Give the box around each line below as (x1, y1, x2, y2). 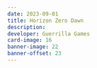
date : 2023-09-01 (7, 10, 59, 18)
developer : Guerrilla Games (7, 30, 91, 38)
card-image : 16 (7, 37, 52, 44)
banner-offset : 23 (7, 50, 62, 57)
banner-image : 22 (7, 43, 59, 50)
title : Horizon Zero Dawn (7, 17, 84, 24)
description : (7, 23, 46, 30)
